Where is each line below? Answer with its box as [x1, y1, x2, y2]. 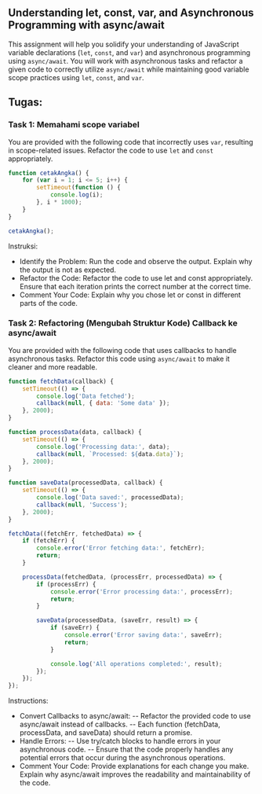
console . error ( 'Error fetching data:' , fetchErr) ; [36, 544, 206, 553]
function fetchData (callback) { [8, 377, 114, 385]
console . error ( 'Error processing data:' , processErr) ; [49, 587, 234, 596]
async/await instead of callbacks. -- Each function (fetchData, [19, 719, 221, 730]
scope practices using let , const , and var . [8, 72, 144, 82]
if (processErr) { [36, 580, 96, 588]
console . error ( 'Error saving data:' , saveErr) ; [64, 631, 223, 639]
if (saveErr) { [49, 624, 100, 632]
